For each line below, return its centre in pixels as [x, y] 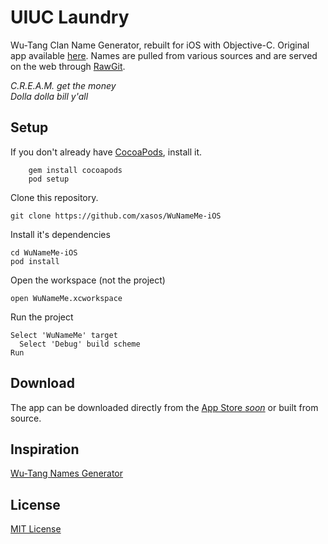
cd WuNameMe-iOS [44, 252]
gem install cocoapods [75, 170]
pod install [35, 261]
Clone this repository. [54, 197]
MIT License [36, 529]
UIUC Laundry [70, 17]
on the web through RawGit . [68, 66]
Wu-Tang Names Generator [67, 473]
